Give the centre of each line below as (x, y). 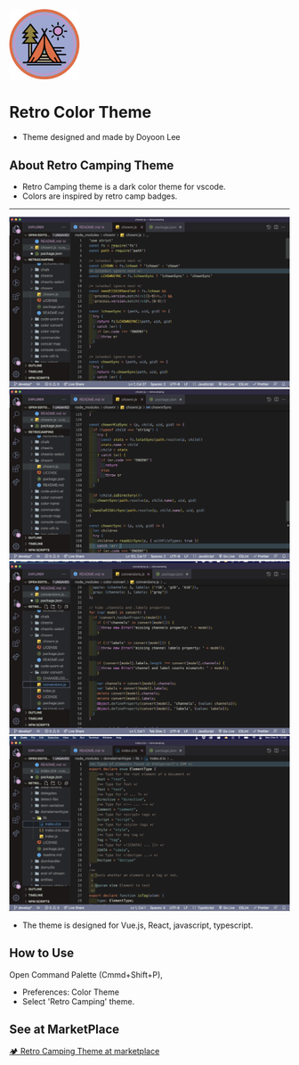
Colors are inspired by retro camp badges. (100, 196)
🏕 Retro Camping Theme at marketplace (85, 1052)
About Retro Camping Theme (92, 165)
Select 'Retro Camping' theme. (78, 1001)
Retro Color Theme (81, 113)
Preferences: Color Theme (71, 992)
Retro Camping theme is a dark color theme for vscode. (124, 186)
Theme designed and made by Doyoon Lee (101, 137)
